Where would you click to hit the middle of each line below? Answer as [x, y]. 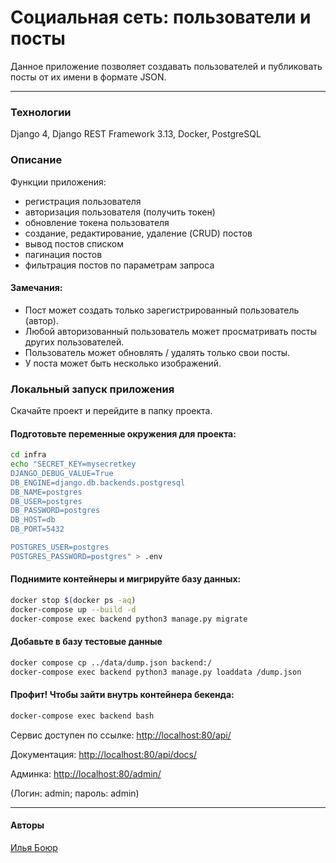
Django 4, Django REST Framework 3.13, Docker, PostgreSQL [136, 134]
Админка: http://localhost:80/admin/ [86, 773]
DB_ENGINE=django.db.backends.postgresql [98, 482]
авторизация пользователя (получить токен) [120, 212]
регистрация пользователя [83, 201]
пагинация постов [63, 254]
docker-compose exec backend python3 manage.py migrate [129, 619]
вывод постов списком [74, 243]
